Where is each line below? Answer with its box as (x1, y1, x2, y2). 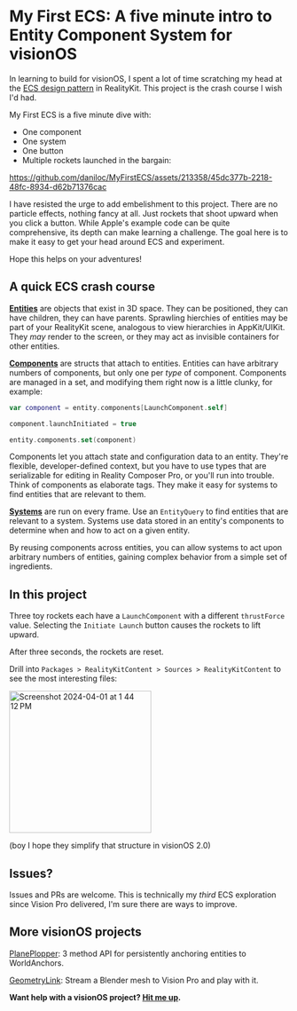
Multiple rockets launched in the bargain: (21, 154, 172, 165)
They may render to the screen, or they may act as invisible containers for (9, 331, 279, 342)
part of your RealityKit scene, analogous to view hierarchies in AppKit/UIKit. (9, 321, 285, 332)
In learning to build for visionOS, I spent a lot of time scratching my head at (9, 73, 283, 83)
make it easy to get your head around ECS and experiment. (9, 236, 225, 247)
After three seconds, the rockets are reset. (9, 646, 164, 658)
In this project (9, 587, 87, 602)
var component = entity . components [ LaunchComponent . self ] (9, 403, 228, 412)
